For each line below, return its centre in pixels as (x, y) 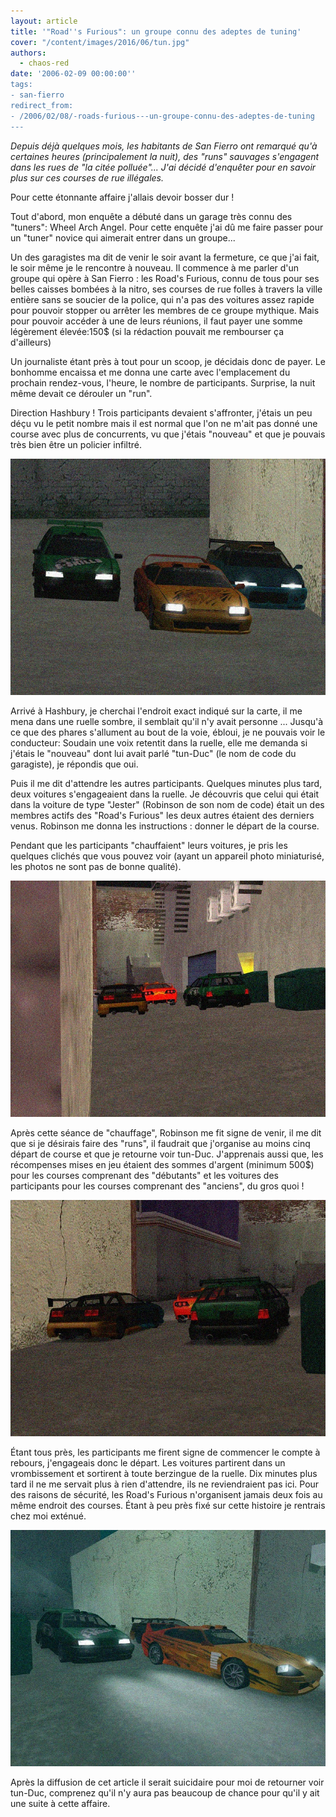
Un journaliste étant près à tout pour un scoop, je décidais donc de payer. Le (168, 361)
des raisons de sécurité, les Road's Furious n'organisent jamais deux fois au (166, 1494)
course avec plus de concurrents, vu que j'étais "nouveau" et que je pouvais (168, 434)
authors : (28, 53)
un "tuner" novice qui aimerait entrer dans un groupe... (123, 237)
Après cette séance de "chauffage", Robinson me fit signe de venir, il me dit (166, 1132)
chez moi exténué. (48, 1516)
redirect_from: (42, 105)
